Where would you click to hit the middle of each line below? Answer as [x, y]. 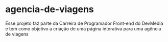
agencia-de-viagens [50, 9]
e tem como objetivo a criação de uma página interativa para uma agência [83, 28]
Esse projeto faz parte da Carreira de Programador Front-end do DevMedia [84, 23]
